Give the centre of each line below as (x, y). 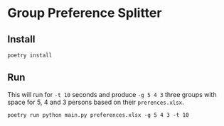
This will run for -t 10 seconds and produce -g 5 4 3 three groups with (112, 94)
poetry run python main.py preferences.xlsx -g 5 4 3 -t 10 (98, 115)
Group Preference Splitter (85, 13)
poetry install (30, 55)
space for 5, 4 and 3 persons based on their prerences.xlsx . (96, 102)
